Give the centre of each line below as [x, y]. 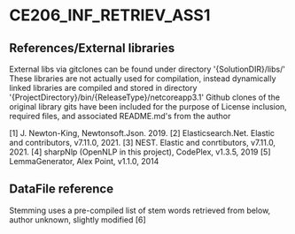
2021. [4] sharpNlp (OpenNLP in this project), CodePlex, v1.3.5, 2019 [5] [140, 152]
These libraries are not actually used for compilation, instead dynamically [143, 79]
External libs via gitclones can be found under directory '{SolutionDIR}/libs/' [147, 69]
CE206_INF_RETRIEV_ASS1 [110, 15]
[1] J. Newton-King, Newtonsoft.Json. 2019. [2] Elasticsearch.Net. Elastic [142, 133]
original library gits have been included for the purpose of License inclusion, [148, 106]
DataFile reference [61, 189]
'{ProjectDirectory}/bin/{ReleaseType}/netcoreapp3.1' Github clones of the [145, 97]
